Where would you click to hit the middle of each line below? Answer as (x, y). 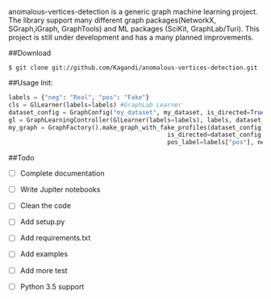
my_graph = (27, 127)
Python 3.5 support (52, 286)
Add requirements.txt (55, 238)
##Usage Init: (31, 83)
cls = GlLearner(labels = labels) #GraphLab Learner (95, 105)
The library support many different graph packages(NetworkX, (112, 20)
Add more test (44, 270)
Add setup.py (42, 222)
